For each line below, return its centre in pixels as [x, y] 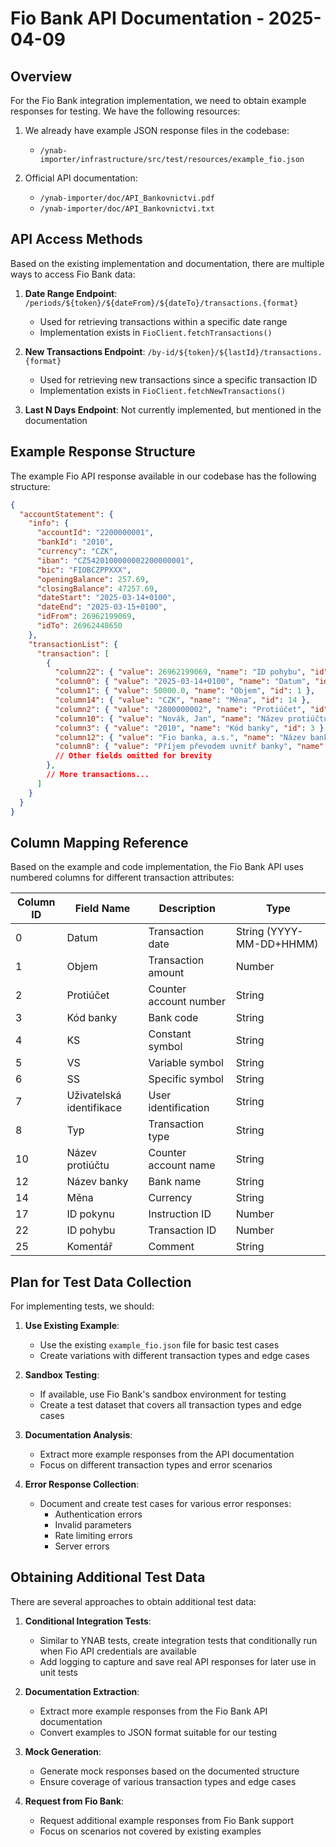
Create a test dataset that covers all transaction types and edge [170, 1405]
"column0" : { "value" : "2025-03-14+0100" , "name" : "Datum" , [182, 682]
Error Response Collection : [82, 1484]
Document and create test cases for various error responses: [165, 1503]
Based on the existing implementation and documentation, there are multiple [167, 263]
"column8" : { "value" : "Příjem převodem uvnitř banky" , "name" [189, 747]
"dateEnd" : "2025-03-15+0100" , [102, 607]
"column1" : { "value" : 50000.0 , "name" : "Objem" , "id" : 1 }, [185, 691]
